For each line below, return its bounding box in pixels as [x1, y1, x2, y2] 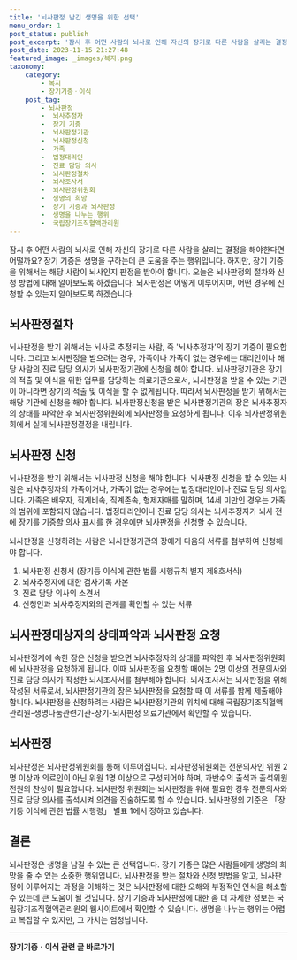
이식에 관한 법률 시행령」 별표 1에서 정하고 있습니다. [25, 805, 204, 816]
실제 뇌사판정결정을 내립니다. [32, 419, 133, 430]
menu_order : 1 [9, 21, 62, 30]
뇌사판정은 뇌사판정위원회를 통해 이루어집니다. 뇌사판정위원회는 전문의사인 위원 [9, 761, 281, 772]
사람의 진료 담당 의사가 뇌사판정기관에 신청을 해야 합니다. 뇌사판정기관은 [18, 364, 267, 374]
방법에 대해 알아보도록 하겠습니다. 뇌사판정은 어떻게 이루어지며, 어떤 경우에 [18, 277, 276, 288]
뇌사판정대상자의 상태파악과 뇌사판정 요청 [9, 627, 221, 642]
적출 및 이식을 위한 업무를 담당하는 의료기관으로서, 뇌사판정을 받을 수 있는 [18, 375, 271, 386]
